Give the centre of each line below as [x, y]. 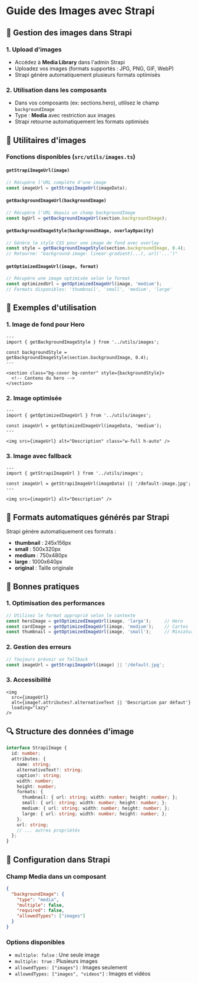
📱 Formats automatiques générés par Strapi [88, 517]
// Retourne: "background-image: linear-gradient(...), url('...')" [92, 254]
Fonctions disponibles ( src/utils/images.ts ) [71, 157]
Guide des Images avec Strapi [80, 11]
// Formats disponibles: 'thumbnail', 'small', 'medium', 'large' [89, 290]
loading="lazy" [30, 708]
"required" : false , [41, 910]
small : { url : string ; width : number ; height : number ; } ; [94, 803]
